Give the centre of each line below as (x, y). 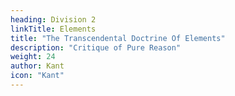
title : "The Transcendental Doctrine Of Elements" (118, 38)
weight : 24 (33, 57)
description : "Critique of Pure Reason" (96, 47)
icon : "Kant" (37, 76)
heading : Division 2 (53, 19)
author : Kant (37, 66)
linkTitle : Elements (53, 29)
